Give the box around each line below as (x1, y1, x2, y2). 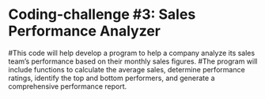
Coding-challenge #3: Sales (8, 5, 196, 24)
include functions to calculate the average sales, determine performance (8, 64, 245, 74)
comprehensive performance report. (8, 81, 127, 91)
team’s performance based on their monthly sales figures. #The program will (8, 57, 258, 66)
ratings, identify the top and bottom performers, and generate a (8, 73, 215, 82)
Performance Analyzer (8, 22, 161, 40)
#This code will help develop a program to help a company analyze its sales (8, 48, 256, 57)
